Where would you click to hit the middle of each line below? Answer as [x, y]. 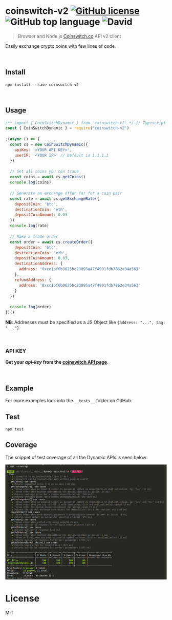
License [23, 599]
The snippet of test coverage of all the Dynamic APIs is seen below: [77, 457]
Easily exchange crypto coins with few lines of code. [61, 46]
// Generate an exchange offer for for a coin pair [66, 193]
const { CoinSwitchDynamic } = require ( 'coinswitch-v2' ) [67, 128]
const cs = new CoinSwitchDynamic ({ [49, 145]
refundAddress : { [33, 280]
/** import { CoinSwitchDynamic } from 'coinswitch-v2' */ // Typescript [86, 123]
